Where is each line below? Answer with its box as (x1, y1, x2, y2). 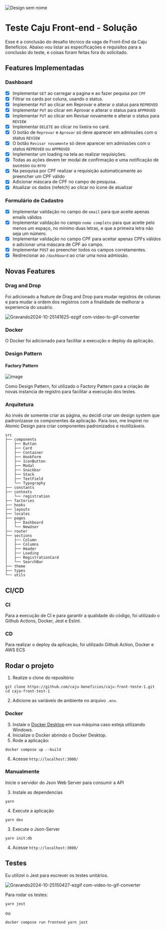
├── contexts (5, 490, 32, 495)
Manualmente (5, 768, 40, 775)
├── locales (5, 511, 30, 517)
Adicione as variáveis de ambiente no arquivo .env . (12, 698, 118, 704)
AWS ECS (5, 647, 25, 653)
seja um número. (12, 230, 47, 236)
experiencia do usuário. (5, 304, 54, 310)
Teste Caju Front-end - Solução (5, 22, 138, 33)
